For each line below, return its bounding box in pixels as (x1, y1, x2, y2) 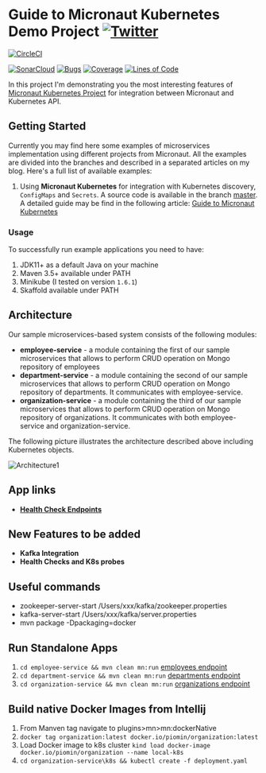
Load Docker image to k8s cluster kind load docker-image (19, 740, 210, 749)
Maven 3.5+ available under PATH (19, 269, 131, 278)
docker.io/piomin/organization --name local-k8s (19, 748, 184, 756)
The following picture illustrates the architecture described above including (8, 436, 254, 446)
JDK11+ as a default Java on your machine (19, 260, 159, 270)
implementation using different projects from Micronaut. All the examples (8, 149, 247, 158)
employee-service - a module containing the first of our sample (19, 344, 230, 355)
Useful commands (8, 580, 101, 593)
